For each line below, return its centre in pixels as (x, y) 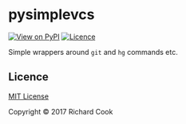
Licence (29, 77)
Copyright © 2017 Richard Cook (61, 111)
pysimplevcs (51, 15)
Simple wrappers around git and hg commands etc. (93, 52)
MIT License (29, 96)
